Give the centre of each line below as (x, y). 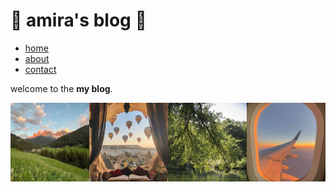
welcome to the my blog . (61, 88)
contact (40, 69)
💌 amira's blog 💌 (78, 20)
